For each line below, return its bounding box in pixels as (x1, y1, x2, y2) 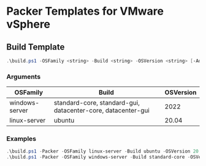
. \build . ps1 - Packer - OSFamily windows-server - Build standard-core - (6, 154, 191, 160)
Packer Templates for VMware (6, 4, 164, 18)
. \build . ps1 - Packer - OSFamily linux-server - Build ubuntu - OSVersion (6, 148, 191, 154)
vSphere (6, 17, 51, 31)
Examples (6, 135, 37, 143)
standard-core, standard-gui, (54, 99, 140, 107)
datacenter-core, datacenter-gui (54, 106, 150, 115)
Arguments (6, 72, 41, 81)
